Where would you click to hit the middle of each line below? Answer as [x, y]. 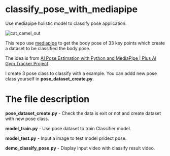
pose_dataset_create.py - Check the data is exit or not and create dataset [83, 113]
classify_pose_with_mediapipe [72, 9]
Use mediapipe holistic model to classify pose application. [66, 23]
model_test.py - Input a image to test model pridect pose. [66, 138]
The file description [47, 99]
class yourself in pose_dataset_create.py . [49, 79]
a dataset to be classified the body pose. [48, 48]
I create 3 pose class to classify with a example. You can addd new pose [81, 73]
